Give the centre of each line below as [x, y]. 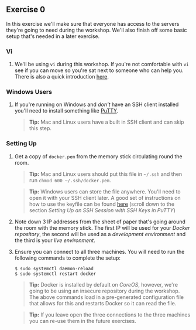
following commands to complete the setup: [68, 258]
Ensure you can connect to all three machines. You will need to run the [99, 251]
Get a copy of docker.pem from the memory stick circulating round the [98, 156]
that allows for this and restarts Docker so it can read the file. [103, 303]
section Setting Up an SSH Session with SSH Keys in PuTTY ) [102, 210]
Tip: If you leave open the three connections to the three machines [110, 314]
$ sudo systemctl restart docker [55, 274]
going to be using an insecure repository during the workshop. [104, 291]
